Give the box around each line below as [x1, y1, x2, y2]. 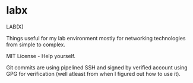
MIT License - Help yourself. [6, 52, 76, 59]
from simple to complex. [6, 41, 65, 48]
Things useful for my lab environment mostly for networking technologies [6, 34, 186, 41]
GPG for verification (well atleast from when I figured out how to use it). [6, 70, 181, 77]
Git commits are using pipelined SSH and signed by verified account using [6, 63, 188, 71]
